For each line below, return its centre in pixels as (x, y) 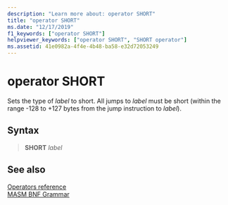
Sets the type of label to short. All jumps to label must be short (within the (114, 101)
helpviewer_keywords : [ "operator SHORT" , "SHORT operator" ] (97, 40)
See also (26, 170)
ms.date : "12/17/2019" (40, 27)
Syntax (23, 131)
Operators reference (37, 187)
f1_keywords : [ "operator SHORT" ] (56, 33)
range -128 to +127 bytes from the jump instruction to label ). (94, 108)
